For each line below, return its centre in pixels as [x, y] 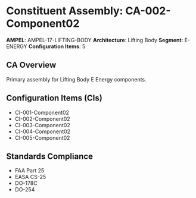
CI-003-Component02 [42, 125]
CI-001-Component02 [42, 112]
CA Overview [31, 65]
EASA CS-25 [30, 177]
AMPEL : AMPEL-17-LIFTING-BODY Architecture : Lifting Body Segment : [95, 40]
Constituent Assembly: [65, 11]
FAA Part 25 [29, 171]
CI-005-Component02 [42, 137]
